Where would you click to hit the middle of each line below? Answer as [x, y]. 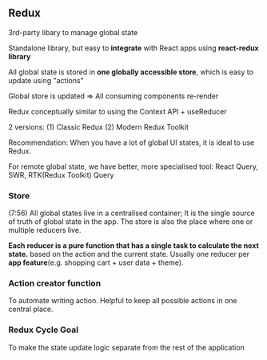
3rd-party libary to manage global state [73, 32]
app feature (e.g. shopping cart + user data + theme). [96, 262]
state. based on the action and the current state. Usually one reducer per [129, 254]
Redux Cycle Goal [43, 330]
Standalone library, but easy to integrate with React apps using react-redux [133, 48]
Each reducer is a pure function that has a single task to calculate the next [134, 246]
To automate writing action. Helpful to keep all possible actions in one [123, 301]
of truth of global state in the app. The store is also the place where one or [131, 222]
